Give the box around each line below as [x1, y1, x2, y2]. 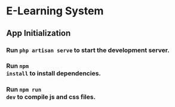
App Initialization [6, 28, 71, 38]
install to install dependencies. [6, 69, 102, 78]
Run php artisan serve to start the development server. [6, 46, 170, 54]
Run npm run [6, 85, 42, 94]
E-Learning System [6, 4, 104, 18]
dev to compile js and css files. [6, 93, 96, 101]
